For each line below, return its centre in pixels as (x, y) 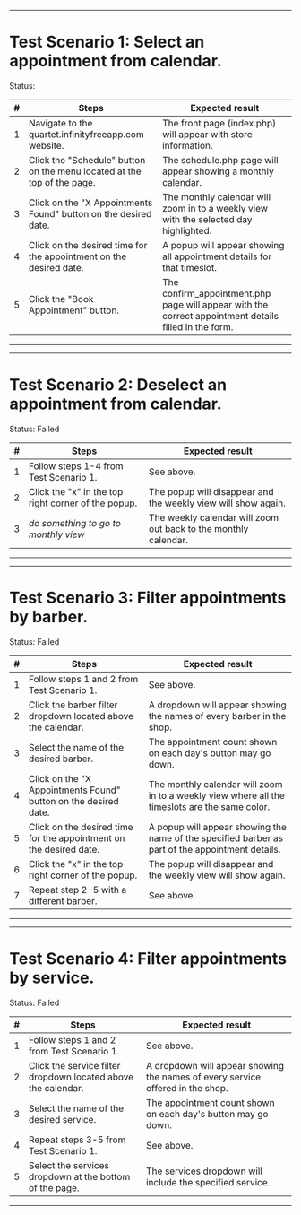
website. (46, 145)
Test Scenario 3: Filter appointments (148, 598)
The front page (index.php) (219, 123)
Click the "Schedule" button (87, 160)
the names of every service (204, 1077)
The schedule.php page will (221, 160)
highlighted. (187, 230)
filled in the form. (198, 326)
